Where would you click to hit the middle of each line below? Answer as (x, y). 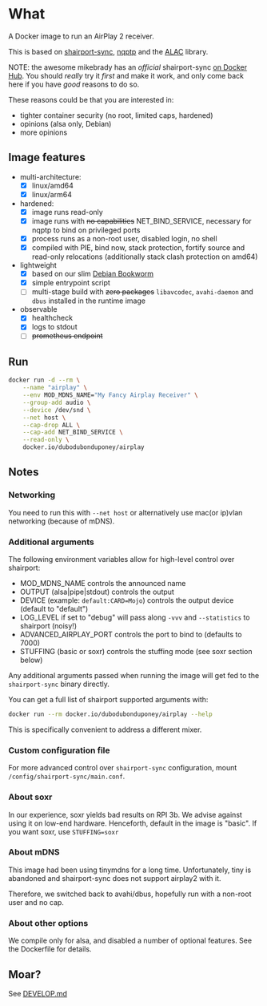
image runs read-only (68, 212)
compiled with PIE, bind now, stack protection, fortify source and (138, 248)
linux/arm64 (52, 194)
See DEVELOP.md (38, 993)
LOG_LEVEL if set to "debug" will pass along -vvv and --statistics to (135, 617)
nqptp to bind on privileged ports (86, 230)
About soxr (30, 797)
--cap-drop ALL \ (52, 425)
